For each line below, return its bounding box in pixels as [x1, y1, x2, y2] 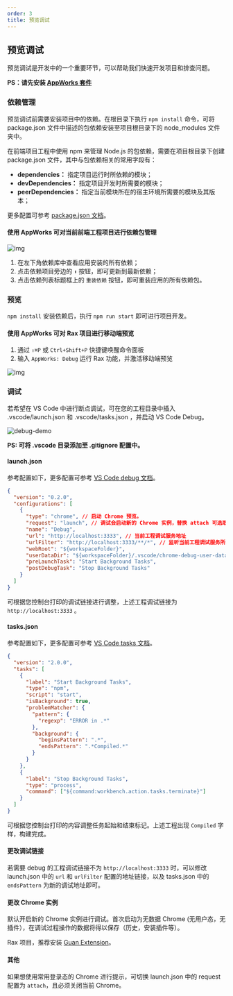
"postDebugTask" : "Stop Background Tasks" [25, 565, 150, 572]
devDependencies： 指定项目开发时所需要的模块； [17, 178, 164, 187]
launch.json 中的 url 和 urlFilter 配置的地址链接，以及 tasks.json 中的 [7, 872, 209, 881]
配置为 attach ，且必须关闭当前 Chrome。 [7, 981, 126, 989]
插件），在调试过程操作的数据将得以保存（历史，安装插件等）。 [7, 924, 184, 932]
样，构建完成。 [7, 829, 50, 838]
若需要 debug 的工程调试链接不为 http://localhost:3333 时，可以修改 [7, 863, 207, 872]
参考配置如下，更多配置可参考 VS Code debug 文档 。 [7, 473, 159, 482]
